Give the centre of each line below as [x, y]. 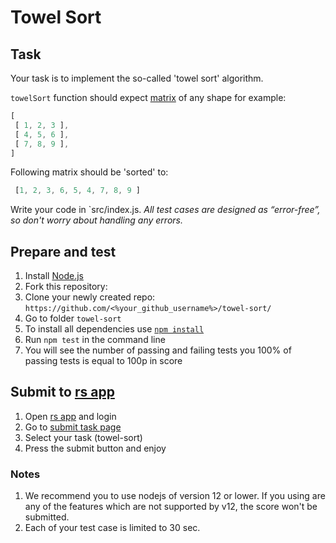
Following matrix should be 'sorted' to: [89, 172]
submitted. [47, 517]
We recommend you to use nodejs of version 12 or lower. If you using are [175, 496]
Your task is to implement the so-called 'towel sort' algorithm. [137, 78]
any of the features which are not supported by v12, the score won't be [171, 507]
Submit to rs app [62, 392]
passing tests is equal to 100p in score [103, 361]
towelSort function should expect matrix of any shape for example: [148, 97]
